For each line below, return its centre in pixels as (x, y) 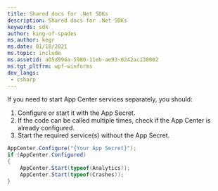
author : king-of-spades (42, 33)
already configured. (46, 128)
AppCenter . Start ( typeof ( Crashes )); (72, 174)
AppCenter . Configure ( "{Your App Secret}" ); (72, 149)
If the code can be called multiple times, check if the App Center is (114, 121)
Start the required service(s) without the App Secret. (94, 135)
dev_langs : (23, 73)
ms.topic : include (34, 54)
